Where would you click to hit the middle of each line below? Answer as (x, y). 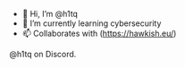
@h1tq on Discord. (43, 54)
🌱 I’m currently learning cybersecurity (92, 23)
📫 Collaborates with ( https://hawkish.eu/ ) (99, 33)
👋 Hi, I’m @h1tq (50, 14)
